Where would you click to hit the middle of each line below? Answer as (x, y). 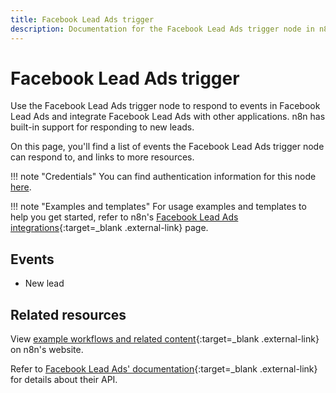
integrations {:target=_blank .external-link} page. (109, 228)
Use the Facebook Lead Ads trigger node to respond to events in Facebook (165, 106)
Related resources (68, 314)
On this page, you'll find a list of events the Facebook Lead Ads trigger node (167, 147)
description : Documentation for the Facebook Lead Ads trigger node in (162, 29)
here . (21, 187)
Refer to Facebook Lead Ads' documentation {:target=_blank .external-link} (164, 369)
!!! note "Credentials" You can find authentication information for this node (163, 177)
